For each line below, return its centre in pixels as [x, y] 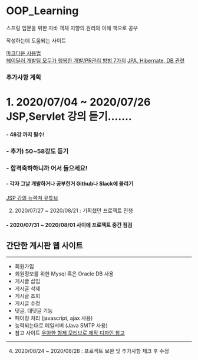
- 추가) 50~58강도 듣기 [37, 151]
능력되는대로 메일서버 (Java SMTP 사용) [61, 326]
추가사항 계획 [24, 77]
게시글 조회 [27, 296]
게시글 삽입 [27, 281]
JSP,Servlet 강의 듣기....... [69, 117]
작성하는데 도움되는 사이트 [36, 40]
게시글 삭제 [27, 288]
